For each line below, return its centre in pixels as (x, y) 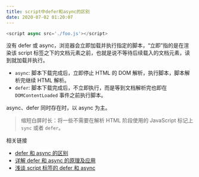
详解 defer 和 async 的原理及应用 (55, 160)
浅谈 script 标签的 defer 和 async (55, 168)
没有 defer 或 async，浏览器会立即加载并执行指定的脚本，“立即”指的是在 (95, 46)
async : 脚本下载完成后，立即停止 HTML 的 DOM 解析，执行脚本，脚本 (99, 73)
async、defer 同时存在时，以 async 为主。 (58, 108)
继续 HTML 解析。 (47, 80)
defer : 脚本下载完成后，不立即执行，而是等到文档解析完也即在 (91, 88)
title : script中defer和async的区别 (48, 12)
